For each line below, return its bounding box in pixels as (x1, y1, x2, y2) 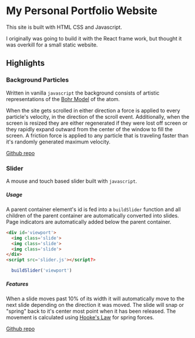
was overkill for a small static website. (6, 41, 98, 48)
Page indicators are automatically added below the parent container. (6, 218, 172, 225)
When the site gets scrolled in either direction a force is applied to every (6, 107, 180, 114)
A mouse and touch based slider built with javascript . (6, 178, 137, 185)
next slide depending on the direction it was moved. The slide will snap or (6, 301, 184, 308)
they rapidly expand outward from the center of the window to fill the (6, 125, 173, 133)
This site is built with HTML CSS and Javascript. (6, 24, 122, 31)
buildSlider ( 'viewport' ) (11, 267, 72, 274)
